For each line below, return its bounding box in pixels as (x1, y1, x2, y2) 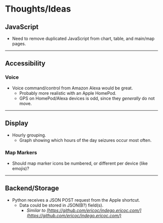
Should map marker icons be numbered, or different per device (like (12, 160, 148, 166)
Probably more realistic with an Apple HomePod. (19, 90, 116, 96)
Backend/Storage (5, 184, 59, 192)
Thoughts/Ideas (5, 3, 71, 15)
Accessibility (5, 59, 46, 68)
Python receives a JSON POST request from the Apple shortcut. (12, 197, 140, 203)
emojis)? (12, 165, 30, 171)
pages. (12, 41, 26, 47)
